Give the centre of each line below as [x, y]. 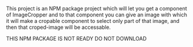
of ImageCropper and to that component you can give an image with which [97, 15]
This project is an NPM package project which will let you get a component [97, 9]
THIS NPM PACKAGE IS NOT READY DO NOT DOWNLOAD [76, 38]
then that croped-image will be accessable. [58, 27]
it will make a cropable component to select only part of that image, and [93, 21]
